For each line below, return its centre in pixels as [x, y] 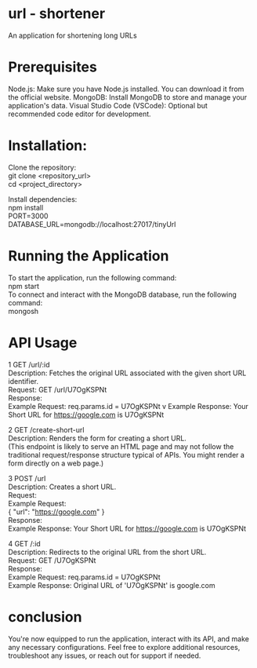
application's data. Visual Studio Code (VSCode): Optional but [108, 105]
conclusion [45, 617]
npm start [24, 286]
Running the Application [89, 256]
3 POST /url [27, 478]
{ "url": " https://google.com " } [56, 512]
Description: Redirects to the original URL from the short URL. [107, 552]
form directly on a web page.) [56, 463]
